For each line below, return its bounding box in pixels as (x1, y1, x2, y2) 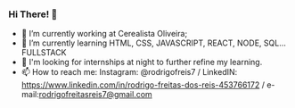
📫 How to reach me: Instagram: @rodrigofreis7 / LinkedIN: (20, 67, 238, 78)
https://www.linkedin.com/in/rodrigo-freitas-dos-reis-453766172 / (20, 79, 265, 90)
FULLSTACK (20, 47, 67, 58)
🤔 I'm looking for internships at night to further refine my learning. (20, 57, 263, 68)
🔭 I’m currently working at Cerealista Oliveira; (20, 29, 188, 39)
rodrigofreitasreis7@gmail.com (38, 89, 152, 100)
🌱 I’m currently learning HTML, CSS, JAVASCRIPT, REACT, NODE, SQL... (20, 37, 287, 48)
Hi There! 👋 (8, 8, 58, 21)
